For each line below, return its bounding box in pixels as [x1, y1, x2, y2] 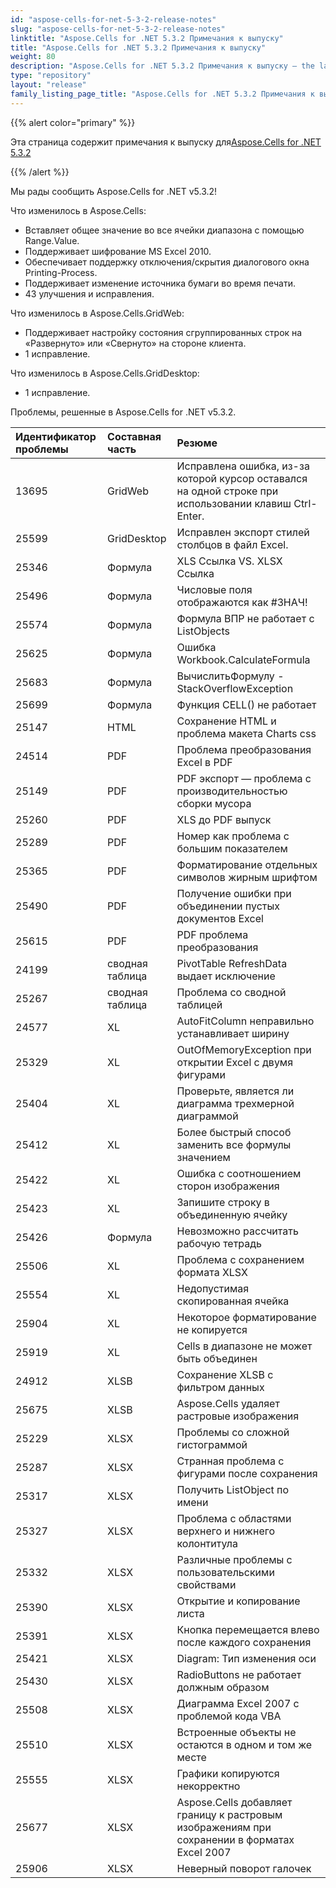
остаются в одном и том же [176, 1737, 313, 1751]
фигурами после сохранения [176, 1466, 318, 1480]
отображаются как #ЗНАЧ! [176, 595, 308, 609]
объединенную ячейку [176, 1207, 288, 1221]
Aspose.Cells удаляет [176, 1396, 280, 1410]
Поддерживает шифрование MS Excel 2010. [24, 245, 212, 257]
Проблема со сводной [176, 985, 287, 999]
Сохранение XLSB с [176, 1367, 274, 1381]
